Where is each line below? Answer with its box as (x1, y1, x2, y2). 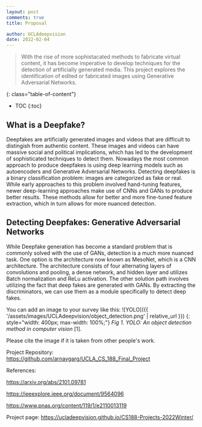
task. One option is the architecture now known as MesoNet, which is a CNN (6, 255, 196, 263)
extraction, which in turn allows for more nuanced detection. (6, 200, 156, 207)
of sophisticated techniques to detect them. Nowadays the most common (6, 155, 189, 162)
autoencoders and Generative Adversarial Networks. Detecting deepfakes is (6, 167, 196, 175)
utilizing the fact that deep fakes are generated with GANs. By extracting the (6, 281, 196, 289)
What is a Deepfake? (6, 120, 86, 130)
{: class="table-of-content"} (6, 91, 77, 98)
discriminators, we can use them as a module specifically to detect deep (6, 287, 186, 295)
